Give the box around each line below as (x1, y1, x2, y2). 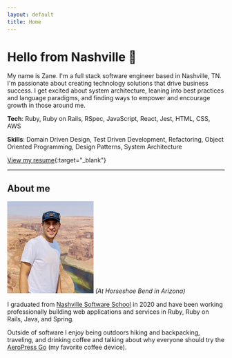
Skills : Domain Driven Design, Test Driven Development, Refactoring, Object (7, 135, 224, 144)
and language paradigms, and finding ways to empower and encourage (7, 94, 211, 102)
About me (7, 182, 50, 194)
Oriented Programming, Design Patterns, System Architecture (7, 142, 182, 151)
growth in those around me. (7, 101, 86, 110)
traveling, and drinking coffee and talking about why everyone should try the (7, 336, 225, 344)
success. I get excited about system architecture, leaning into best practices (7, 86, 224, 95)
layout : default (7, 11, 54, 18)
